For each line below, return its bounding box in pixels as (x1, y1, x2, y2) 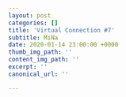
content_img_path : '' (8, 56, 80, 64)
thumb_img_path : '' (8, 48, 73, 56)
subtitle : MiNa (8, 33, 59, 42)
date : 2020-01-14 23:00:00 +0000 (8, 41, 119, 49)
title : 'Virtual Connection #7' (8, 26, 115, 34)
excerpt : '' (8, 63, 48, 71)
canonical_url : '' (8, 70, 69, 78)
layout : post (8, 11, 52, 20)
